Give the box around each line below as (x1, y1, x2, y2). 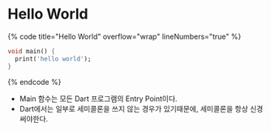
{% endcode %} (7, 77, 62, 87)
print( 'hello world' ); (15, 54, 92, 63)
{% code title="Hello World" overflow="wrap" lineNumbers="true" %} (7, 32, 242, 41)
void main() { (7, 47, 56, 55)
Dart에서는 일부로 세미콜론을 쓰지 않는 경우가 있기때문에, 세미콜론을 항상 (19, 104, 248, 113)
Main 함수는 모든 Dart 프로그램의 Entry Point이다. (19, 94, 178, 104)
